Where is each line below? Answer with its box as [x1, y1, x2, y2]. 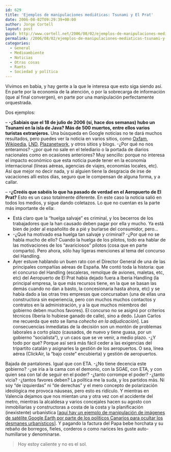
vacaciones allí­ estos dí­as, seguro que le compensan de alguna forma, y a [5, 174, 160, 179]
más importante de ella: [5, 205, 55, 211]
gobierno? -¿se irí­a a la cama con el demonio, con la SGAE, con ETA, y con [5, 366, 162, 372]
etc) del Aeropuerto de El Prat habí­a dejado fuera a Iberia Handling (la [12, 275, 159, 281]
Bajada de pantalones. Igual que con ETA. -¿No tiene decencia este [5, 361, 147, 367]
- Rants [10, 64, 26, 69]
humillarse [5, 431, 27, 437]
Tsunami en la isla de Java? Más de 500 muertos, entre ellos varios [5, 125, 150, 131]
